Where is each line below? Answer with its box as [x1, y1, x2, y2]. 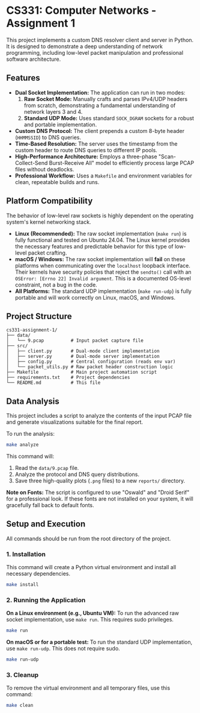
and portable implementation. [23, 121, 97, 128]
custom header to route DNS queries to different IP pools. [14, 146, 157, 153]
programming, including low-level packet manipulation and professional [6, 49, 184, 56]
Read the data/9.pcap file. [14, 465, 79, 472]
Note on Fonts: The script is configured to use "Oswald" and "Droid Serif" [6, 489, 190, 496]
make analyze [6, 442, 39, 448]
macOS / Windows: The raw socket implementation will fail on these [14, 255, 186, 262]
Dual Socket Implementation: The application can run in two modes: [14, 88, 186, 96]
